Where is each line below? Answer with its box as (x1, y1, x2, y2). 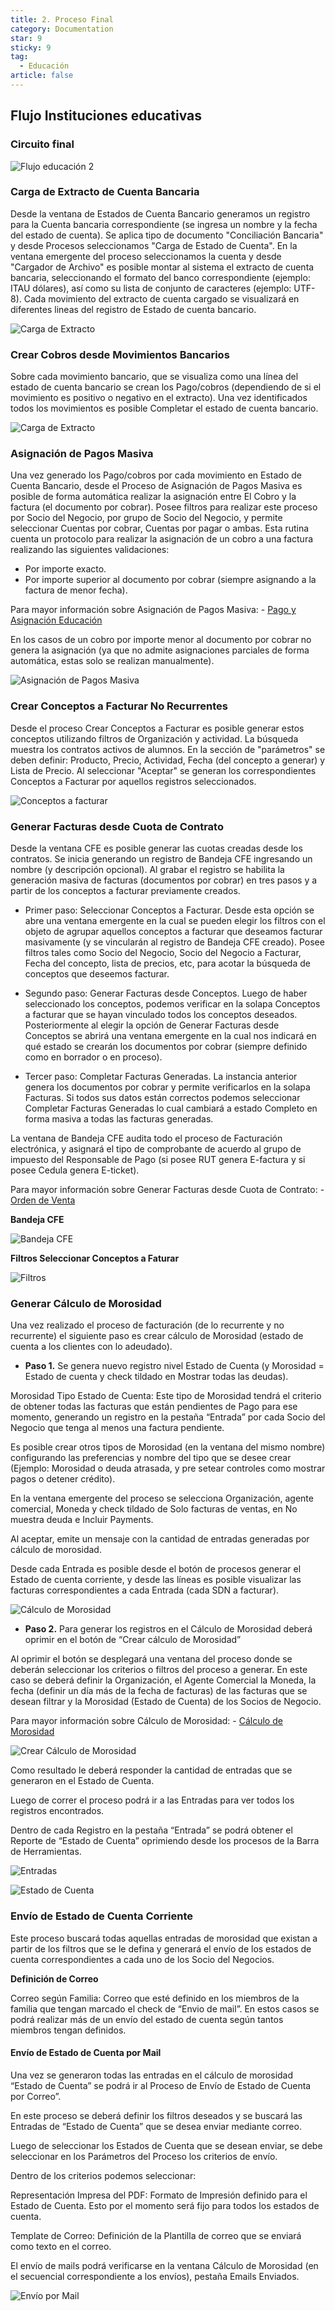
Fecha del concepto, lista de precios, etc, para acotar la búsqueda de (24, 957, 311, 970)
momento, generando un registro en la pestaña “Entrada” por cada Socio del (10, 1411, 326, 1423)
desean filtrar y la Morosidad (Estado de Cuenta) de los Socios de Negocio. (10, 1696, 322, 1708)
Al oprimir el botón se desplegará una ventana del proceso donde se (10, 1653, 293, 1665)
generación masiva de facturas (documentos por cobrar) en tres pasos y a (10, 874, 318, 886)
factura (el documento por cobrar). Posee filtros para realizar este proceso (10, 501, 318, 513)
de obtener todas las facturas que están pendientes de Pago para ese (10, 1401, 298, 1413)
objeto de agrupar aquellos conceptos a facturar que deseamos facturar (24, 926, 323, 938)
